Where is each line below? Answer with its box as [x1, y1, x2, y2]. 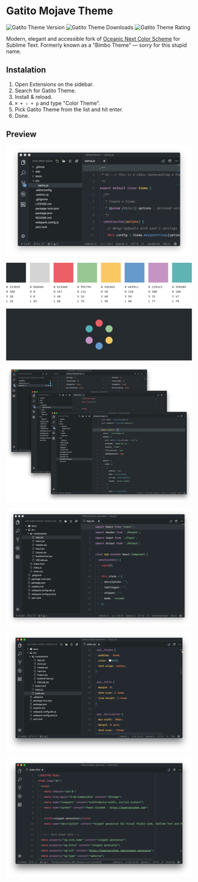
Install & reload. [14, 93, 52, 100]
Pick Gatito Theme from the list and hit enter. [14, 105, 124, 113]
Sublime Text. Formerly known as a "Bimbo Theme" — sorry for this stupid [6, 41, 187, 49]
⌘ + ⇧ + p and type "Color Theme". [14, 99, 101, 107]
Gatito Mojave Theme [6, 4, 114, 18]
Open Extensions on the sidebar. [14, 81, 94, 88]
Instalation [6, 65, 46, 75]
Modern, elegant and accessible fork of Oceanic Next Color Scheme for [6, 35, 181, 42]
